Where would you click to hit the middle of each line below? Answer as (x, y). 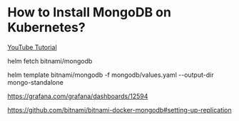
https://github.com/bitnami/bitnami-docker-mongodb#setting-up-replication (119, 110)
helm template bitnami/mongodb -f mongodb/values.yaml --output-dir (111, 75)
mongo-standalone (36, 82)
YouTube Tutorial (32, 47)
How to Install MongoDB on (89, 12)
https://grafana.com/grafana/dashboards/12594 (78, 96)
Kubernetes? (46, 27)
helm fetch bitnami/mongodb (50, 60)
